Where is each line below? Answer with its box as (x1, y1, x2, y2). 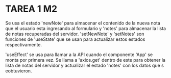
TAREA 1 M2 (5, 3, 58, 15)
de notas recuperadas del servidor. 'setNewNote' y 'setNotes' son (5, 31, 144, 37)
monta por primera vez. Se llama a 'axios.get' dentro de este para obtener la (5, 57, 166, 63)
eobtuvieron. (5, 67, 32, 74)
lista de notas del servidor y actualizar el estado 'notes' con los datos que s (5, 62, 164, 68)
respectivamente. (5, 41, 42, 47)
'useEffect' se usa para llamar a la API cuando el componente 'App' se (5, 51, 153, 58)
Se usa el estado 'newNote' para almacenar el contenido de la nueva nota (5, 20, 161, 26)
